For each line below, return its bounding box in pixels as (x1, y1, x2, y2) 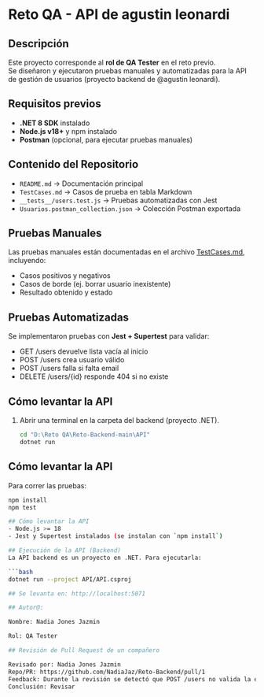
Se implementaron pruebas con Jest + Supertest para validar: (8, 332, 210, 341)
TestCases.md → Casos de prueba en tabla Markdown (19, 187, 192, 196)
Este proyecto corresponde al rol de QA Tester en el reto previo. (8, 57, 216, 67)
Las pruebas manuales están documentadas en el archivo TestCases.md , (8, 247, 245, 257)
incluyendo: (8, 256, 46, 265)
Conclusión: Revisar (8, 683, 76, 691)
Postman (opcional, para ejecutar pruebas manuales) (19, 135, 193, 144)
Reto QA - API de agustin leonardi (8, 6, 230, 24)
